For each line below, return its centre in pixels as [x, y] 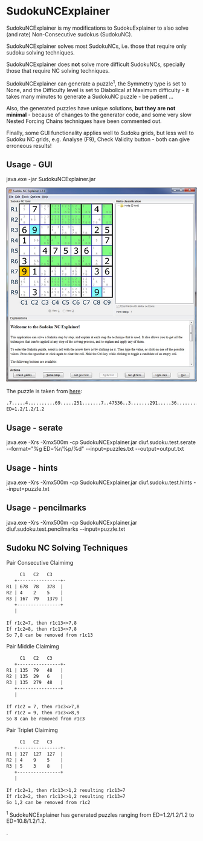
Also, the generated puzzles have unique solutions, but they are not [91, 108]
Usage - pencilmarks [46, 508]
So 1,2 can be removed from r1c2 [48, 802]
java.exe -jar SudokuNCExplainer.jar [51, 179]
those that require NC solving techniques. [58, 70]
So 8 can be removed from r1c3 [46, 719]
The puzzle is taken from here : [44, 391]
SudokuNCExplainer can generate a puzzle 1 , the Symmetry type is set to [96, 83]
